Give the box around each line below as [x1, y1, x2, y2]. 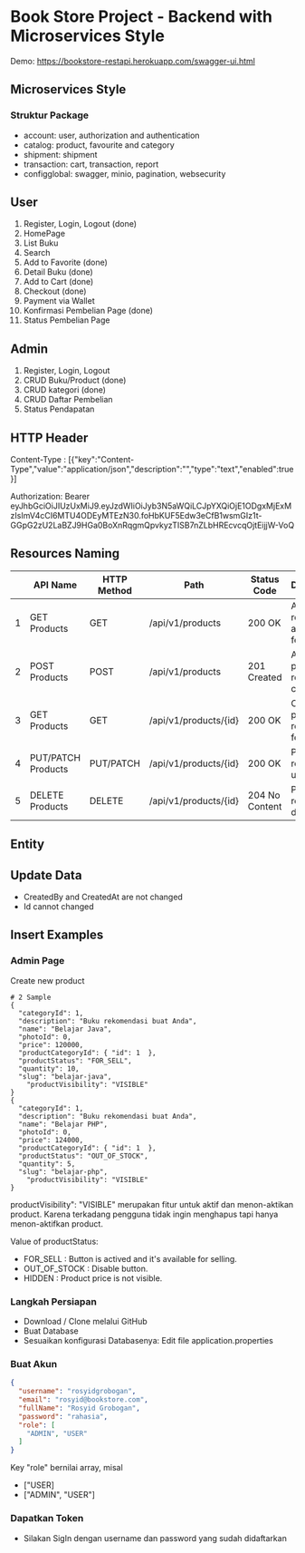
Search [23, 248, 51, 258]
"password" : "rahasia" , [18, 1412, 108, 1421]
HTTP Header [10, 430, 89, 445]
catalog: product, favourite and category [23, 139, 175, 150]
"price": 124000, [18, 1135, 84, 1144]
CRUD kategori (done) [23, 384, 107, 395]
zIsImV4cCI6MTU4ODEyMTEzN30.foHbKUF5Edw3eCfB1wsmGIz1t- [10, 510, 262, 521]
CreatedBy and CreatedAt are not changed [23, 891, 184, 903]
